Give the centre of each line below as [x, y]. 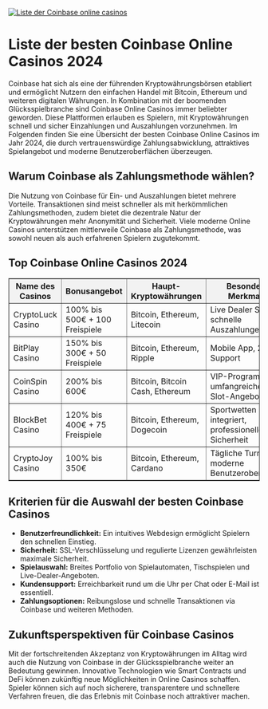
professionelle [237, 429]
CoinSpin [30, 381]
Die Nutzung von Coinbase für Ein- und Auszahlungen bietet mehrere [122, 195]
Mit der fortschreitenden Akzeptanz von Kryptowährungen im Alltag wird [128, 654]
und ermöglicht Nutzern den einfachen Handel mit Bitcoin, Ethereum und [128, 92]
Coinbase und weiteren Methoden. [77, 609]
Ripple [142, 357]
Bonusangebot [94, 291]
